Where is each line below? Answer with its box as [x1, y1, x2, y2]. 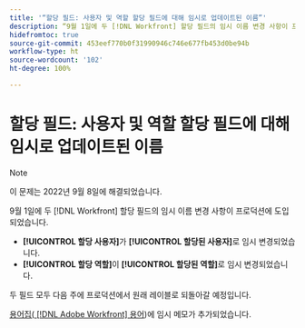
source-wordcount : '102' [9, 55, 103, 65]
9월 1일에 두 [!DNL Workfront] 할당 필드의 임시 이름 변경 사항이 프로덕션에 [9, 205, 272, 216]
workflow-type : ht [9, 47, 79, 56]
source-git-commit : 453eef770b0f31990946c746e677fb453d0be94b [9, 38, 250, 48]
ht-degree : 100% [9, 65, 71, 74]
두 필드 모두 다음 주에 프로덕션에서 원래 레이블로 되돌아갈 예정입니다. [9, 289, 251, 300]
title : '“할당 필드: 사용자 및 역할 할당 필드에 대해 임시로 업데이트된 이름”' [9, 13, 267, 23]
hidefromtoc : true [9, 30, 79, 39]
